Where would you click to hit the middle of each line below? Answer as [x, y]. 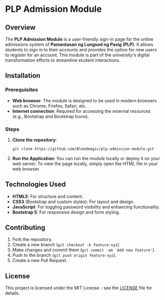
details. [13, 293]
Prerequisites [21, 90]
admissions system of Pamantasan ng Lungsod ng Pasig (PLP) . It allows [79, 44]
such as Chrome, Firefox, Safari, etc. [49, 106]
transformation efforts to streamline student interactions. [63, 60]
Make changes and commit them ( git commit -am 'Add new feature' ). [84, 250]
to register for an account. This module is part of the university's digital [77, 55]
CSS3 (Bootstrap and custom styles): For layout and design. [73, 202]
